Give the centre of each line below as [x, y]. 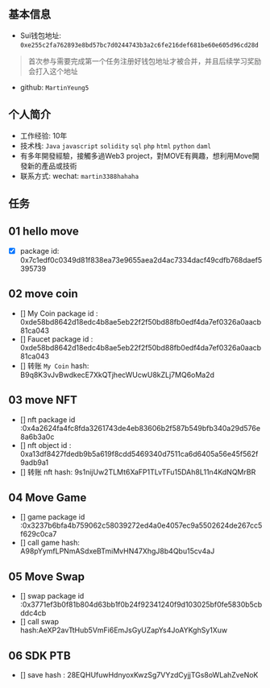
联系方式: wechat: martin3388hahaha [79, 176]
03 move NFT [43, 400]
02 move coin [43, 294]
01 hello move [44, 232]
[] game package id [52, 517]
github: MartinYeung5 [54, 87]
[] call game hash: [50, 543]
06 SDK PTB [39, 655]
